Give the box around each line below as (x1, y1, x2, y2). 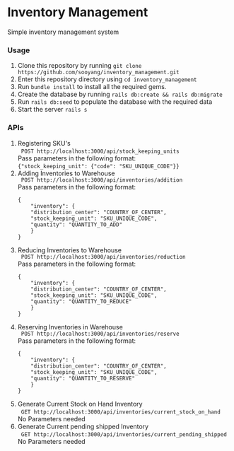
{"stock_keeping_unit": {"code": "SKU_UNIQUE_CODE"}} (17, 163, 180, 170)
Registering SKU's (17, 139, 71, 147)
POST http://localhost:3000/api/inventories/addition (21, 176, 183, 184)
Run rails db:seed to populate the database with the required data (17, 98, 213, 106)
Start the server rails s (17, 105, 88, 114)
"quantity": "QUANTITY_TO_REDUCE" (30, 298, 132, 305)
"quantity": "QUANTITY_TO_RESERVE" (30, 375, 136, 382)
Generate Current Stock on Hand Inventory (17, 399, 143, 408)
